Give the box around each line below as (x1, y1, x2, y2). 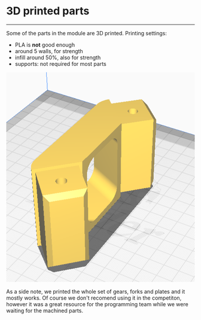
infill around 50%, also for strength (14, 54, 101, 61)
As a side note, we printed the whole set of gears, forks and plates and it (6, 288, 185, 295)
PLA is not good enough (14, 41, 75, 48)
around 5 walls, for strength (14, 47, 84, 54)
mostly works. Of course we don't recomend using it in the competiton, (6, 294, 182, 301)
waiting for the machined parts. (6, 307, 84, 315)
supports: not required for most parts (14, 60, 106, 67)
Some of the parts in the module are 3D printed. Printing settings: (6, 29, 167, 36)
